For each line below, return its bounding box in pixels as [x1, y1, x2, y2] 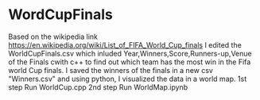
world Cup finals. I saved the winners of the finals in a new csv [8, 65, 213, 75]
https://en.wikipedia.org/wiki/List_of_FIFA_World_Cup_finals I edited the [8, 40, 243, 49]
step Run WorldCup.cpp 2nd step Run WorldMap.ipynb [8, 82, 188, 92]
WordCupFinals [8, 6, 113, 24]
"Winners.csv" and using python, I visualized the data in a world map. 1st [8, 74, 247, 83]
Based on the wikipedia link [8, 32, 98, 41]
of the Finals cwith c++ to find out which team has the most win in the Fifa [8, 57, 251, 67]
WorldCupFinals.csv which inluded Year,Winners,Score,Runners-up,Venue [8, 48, 252, 58]
